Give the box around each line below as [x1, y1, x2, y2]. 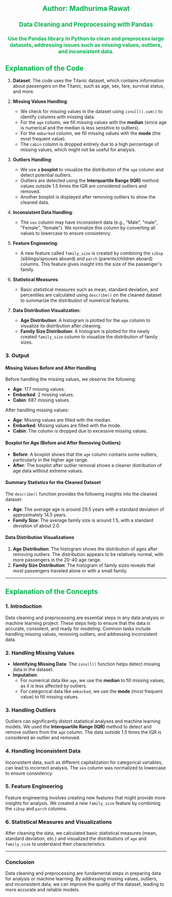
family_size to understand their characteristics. [5, 841, 106, 847]
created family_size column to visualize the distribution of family [20, 334, 158, 340]
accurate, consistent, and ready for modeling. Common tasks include [5, 625, 151, 632]
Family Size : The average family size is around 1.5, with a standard [12, 517, 154, 523]
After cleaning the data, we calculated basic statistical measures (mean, [5, 830, 157, 836]
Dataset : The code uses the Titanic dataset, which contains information [12, 78, 164, 84]
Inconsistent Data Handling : [12, 209, 74, 216]
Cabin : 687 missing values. [12, 397, 71, 403]
